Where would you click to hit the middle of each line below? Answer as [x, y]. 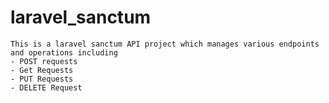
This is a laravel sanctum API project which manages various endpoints [165, 44]
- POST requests [44, 61]
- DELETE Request [46, 87]
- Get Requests [42, 70]
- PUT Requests [42, 79]
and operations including [64, 52]
